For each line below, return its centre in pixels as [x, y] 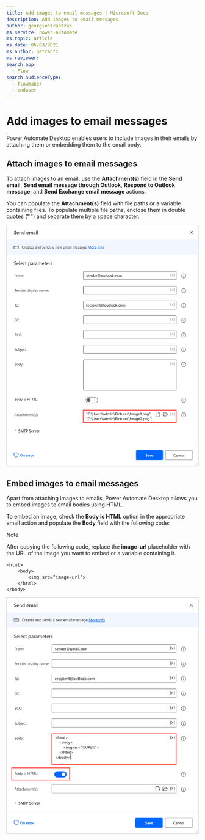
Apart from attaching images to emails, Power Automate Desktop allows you [102, 498]
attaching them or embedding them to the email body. [74, 145]
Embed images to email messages [72, 484]
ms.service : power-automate [42, 32]
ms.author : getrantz [33, 52]
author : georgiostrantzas [39, 26]
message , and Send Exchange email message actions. [76, 191]
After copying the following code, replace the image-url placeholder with [98, 546]
